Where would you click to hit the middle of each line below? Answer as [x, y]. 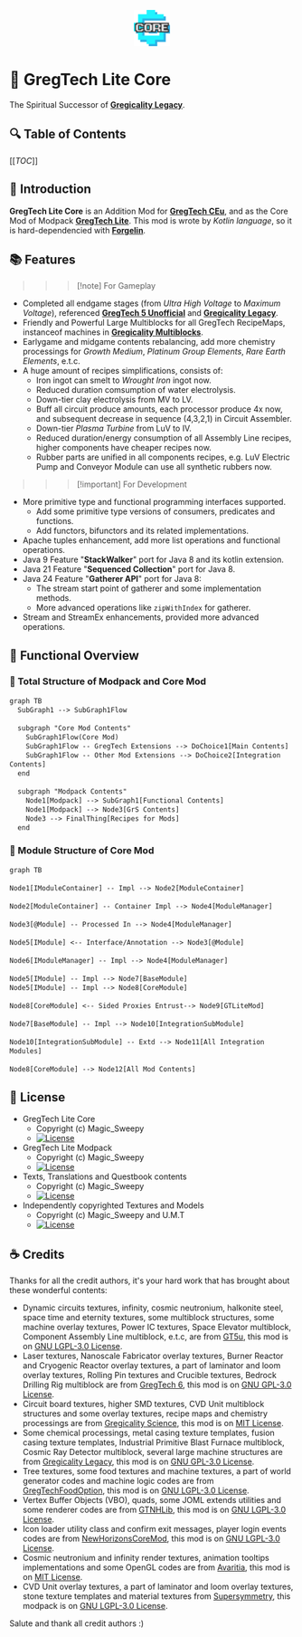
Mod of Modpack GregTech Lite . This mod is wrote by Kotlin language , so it [151, 220]
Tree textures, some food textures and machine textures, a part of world [157, 1470]
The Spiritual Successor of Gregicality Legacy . [97, 104]
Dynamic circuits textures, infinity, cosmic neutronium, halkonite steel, [153, 1308]
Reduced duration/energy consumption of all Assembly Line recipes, [164, 438]
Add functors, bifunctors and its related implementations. [142, 531]
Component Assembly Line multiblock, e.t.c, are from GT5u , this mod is [156, 1337]
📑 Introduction [51, 190]
